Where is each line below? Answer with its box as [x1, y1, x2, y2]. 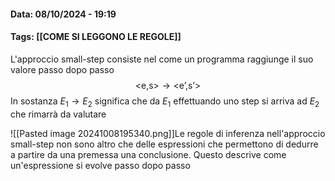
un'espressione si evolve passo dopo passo [10, 159, 191, 171]
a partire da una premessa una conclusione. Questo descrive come [10, 148, 287, 160]
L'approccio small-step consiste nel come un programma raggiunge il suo [10, 53, 314, 65]
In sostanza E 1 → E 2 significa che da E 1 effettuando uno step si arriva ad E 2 [10, 95, 320, 109]
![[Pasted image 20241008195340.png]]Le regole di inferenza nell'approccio [10, 127, 326, 139]
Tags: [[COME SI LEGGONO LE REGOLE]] [10, 31, 182, 43]
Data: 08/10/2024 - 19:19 [10, 8, 117, 20]
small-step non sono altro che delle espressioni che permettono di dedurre [10, 138, 319, 150]
